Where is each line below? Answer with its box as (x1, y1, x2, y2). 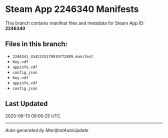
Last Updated (5, 99, 48, 108)
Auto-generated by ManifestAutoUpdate (5, 127, 89, 133)
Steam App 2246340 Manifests (5, 3, 139, 15)
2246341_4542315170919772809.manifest (12, 54, 93, 59)
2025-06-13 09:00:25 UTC (5, 112, 61, 118)
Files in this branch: (5, 40, 68, 48)
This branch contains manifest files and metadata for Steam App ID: (5, 20, 145, 26)
